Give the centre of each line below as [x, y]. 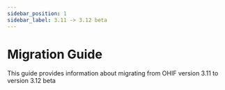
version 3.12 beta [31, 81]
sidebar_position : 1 [37, 13]
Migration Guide [55, 54]
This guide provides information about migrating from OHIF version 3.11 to [113, 73]
